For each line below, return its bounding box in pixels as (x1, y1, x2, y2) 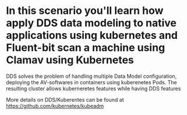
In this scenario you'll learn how (6, 4, 164, 17)
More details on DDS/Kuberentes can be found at (6, 96, 124, 103)
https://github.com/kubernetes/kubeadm (6, 102, 104, 109)
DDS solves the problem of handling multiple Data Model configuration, (6, 73, 177, 80)
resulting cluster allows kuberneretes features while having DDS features (6, 85, 181, 92)
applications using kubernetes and (6, 29, 178, 42)
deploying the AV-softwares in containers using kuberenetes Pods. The (6, 78, 178, 85)
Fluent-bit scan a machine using (6, 41, 165, 55)
